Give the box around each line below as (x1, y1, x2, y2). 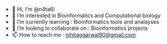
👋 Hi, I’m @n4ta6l (11, 6, 55, 12)
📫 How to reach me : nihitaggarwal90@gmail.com (11, 32, 136, 38)
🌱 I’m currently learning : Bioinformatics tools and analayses (11, 18, 159, 25)
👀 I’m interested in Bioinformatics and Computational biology (11, 12, 161, 19)
